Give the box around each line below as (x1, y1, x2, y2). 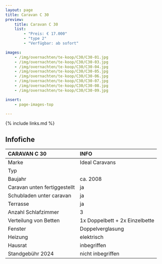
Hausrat (8, 242, 27, 249)
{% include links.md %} (5, 121, 55, 127)
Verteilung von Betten (8, 217, 60, 224)
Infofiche (5, 135, 35, 143)
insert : (5, 97, 22, 102)
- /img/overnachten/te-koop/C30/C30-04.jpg (14, 64, 109, 69)
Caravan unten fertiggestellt (8, 184, 75, 191)
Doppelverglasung (80, 225, 124, 232)
